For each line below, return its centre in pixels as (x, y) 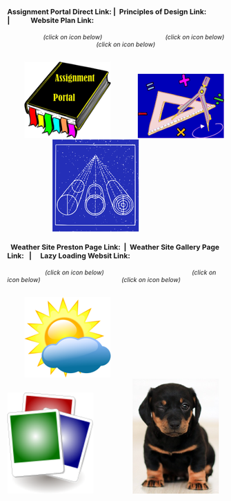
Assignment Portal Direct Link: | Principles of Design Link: (107, 12)
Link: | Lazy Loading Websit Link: (69, 256)
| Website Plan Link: (51, 20)
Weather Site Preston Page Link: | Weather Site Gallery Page (114, 247)
